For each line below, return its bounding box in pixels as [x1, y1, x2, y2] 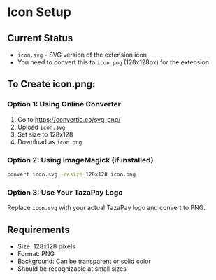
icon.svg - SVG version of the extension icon [17, 50, 147, 59]
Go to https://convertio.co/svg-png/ [17, 115, 121, 123]
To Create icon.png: [7, 78, 96, 90]
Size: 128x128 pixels [17, 242, 75, 251]
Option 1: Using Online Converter [7, 99, 121, 109]
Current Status [7, 32, 73, 44]
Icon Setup [7, 4, 71, 20]
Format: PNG [17, 249, 55, 258]
